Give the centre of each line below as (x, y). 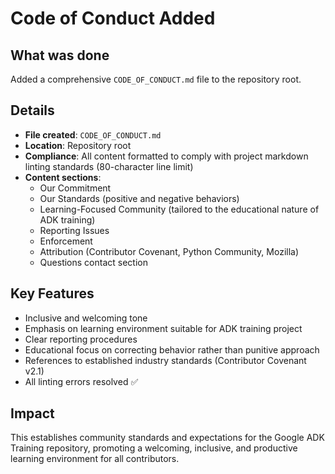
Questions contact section (93, 262)
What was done (60, 55)
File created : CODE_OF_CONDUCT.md (93, 134)
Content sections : (63, 177)
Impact (32, 413)
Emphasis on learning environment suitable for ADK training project (163, 328)
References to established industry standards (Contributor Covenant (165, 360)
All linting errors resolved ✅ (81, 381)
